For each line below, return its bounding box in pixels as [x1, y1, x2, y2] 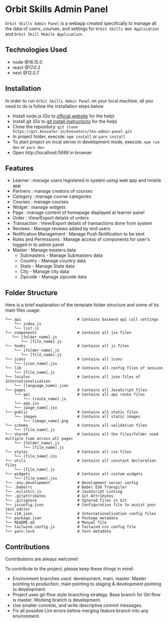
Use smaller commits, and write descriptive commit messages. [12, 602, 143, 608]
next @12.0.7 [12, 70, 40, 76]
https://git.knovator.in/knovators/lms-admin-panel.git [12, 129, 132, 134]
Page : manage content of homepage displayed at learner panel [12, 209, 145, 215]
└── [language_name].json [14, 383, 69, 388]
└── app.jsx [14, 401, 39, 406]
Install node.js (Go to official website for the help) [12, 112, 115, 119]
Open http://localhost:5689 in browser [12, 149, 92, 155]
